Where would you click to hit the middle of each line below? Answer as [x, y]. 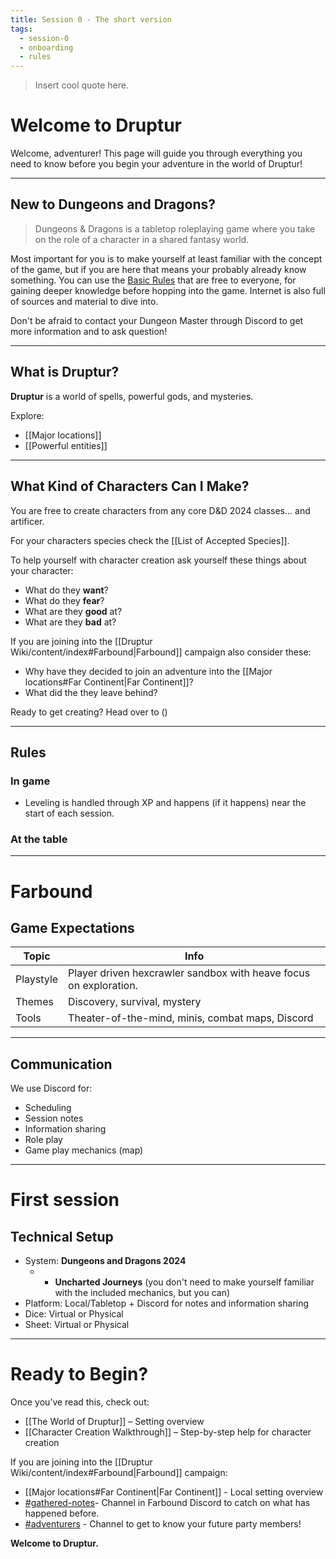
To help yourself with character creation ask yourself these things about [158, 560]
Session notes [54, 1118]
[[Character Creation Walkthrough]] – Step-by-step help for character [168, 1432]
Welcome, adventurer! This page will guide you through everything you [156, 153]
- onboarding [46, 47]
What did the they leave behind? [91, 692]
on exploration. [103, 986]
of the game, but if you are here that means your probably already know [158, 269]
